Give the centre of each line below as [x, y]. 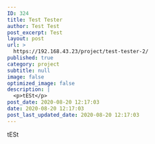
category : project [33, 64]
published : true [30, 58]
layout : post [26, 39]
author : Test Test [33, 26]
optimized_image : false [41, 83]
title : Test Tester [35, 20]
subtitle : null [29, 70]
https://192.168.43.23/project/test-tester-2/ [81, 52]
